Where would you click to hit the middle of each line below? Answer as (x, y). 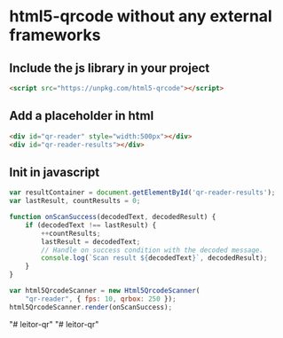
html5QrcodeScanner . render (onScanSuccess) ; (91, 307)
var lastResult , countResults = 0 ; (75, 201)
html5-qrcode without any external (141, 16)
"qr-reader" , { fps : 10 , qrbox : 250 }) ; (101, 299)
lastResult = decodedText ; (91, 241)
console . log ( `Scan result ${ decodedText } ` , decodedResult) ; (154, 258)
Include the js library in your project (110, 68)
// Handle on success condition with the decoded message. (153, 250)
